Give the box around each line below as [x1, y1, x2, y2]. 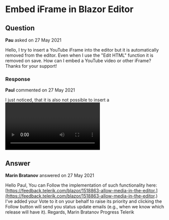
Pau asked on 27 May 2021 [5, 37, 62, 43]
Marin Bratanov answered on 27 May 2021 [5, 172, 94, 179]
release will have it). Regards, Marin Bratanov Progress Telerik [5, 209, 135, 215]
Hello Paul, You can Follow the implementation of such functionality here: [5, 182, 157, 188]
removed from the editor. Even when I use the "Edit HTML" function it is [5, 52, 154, 58]
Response [5, 75, 30, 82]
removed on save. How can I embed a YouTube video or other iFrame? [5, 58, 151, 64]
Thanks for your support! [5, 63, 57, 69]
